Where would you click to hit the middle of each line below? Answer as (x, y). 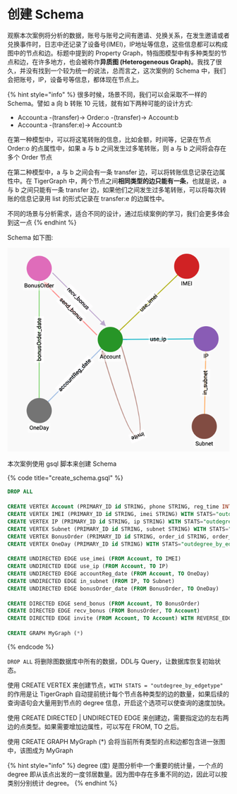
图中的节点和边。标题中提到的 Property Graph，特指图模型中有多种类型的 (114, 53)
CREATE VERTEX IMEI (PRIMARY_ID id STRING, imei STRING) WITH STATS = (112, 515)
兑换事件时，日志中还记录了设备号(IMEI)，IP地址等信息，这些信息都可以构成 (117, 44)
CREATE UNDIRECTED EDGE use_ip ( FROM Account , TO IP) (88, 566)
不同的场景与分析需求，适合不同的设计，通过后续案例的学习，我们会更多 (112, 213)
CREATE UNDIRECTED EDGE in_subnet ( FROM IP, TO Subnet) (91, 581)
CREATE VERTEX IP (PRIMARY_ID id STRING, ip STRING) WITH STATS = (105, 522)
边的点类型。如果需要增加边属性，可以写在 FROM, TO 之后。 (95, 726)
